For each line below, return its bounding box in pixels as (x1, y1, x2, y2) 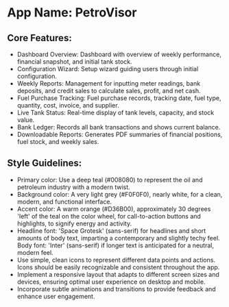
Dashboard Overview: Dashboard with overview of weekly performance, (16, 50, 221, 58)
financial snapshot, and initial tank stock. (16, 58, 132, 66)
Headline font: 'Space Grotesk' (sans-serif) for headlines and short (16, 226, 206, 234)
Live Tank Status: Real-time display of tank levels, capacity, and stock (16, 108, 215, 116)
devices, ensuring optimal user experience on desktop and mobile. (16, 278, 206, 286)
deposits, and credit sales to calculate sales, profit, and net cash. (16, 87, 201, 95)
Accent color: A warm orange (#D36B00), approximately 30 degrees (16, 204, 211, 213)
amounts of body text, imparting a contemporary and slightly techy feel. (16, 234, 221, 242)
